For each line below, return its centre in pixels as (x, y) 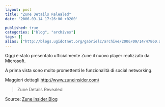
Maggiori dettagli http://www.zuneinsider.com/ (52, 80)
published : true (22, 28)
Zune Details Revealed (40, 89)
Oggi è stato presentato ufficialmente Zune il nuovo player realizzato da (77, 55)
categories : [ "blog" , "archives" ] (41, 33)
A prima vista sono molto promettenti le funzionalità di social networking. (79, 70)
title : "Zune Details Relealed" (38, 14)
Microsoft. (15, 61)
